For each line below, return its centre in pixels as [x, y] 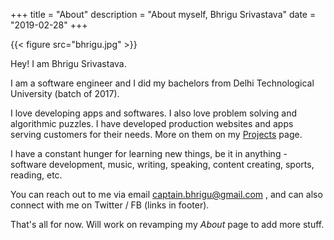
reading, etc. [36, 175]
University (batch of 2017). [65, 93]
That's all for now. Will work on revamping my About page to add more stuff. [167, 224]
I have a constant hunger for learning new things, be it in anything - [149, 153]
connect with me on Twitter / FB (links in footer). [110, 205]
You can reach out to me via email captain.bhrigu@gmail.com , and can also [166, 194]
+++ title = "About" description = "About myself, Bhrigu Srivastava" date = [163, 14]
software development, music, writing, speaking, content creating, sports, [162, 164]
